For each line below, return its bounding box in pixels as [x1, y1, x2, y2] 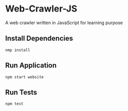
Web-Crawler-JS [5, 3, 78, 15]
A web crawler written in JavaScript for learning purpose [5, 20, 123, 26]
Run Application [5, 61, 57, 70]
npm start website [5, 74, 44, 79]
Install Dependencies [5, 34, 73, 43]
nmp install [5, 47, 30, 53]
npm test [5, 101, 24, 106]
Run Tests [5, 88, 37, 96]
